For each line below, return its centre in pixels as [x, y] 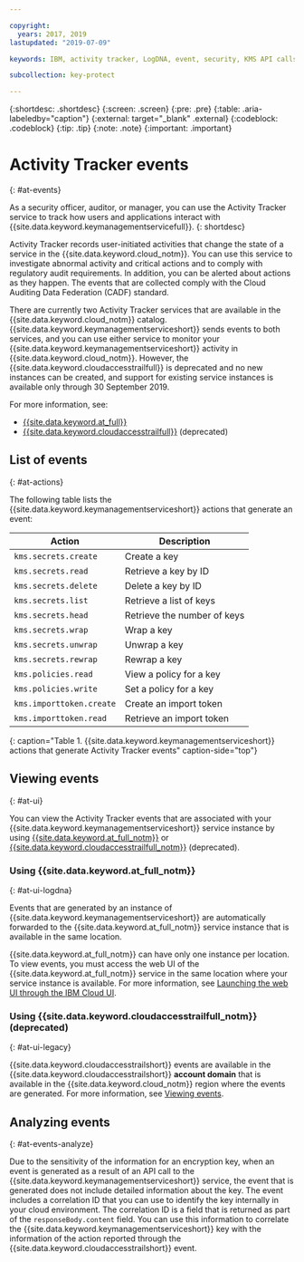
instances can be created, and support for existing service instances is [142, 378]
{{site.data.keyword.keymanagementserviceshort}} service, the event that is [152, 1181]
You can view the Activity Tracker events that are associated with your [140, 818]
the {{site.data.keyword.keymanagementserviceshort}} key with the [136, 1229]
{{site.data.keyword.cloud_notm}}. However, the [99, 358]
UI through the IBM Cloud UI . [63, 992]
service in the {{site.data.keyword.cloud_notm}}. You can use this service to [151, 254]
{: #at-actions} [37, 482]
